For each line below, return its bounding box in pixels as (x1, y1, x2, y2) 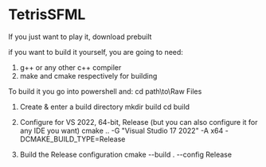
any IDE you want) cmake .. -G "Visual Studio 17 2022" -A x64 (19, 126, 224, 135)
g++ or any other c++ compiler (19, 62, 122, 72)
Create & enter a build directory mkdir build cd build (19, 102, 190, 111)
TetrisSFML (8, 6, 86, 24)
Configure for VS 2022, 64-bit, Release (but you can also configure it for (19, 117, 258, 126)
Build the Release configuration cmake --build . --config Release (19, 150, 233, 159)
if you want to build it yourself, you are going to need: (8, 47, 183, 56)
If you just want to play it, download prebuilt (8, 32, 152, 41)
